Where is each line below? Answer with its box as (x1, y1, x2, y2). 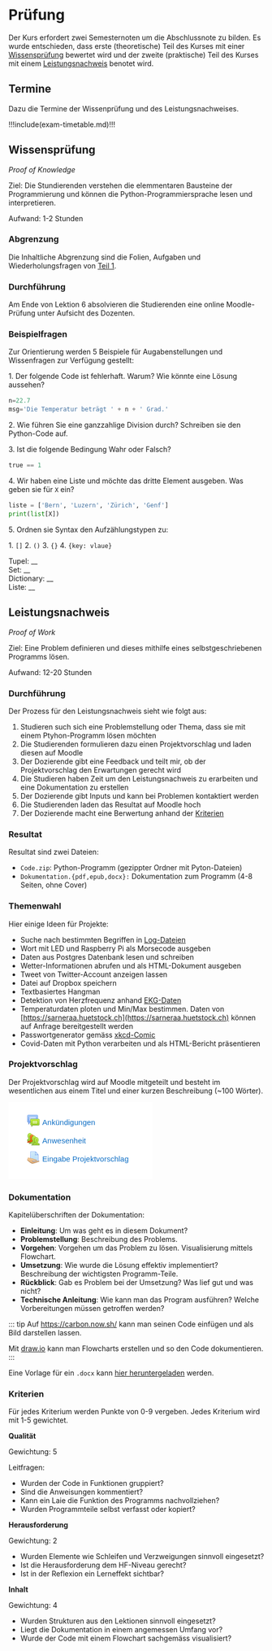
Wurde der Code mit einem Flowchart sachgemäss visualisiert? (19, 1633, 232, 1644)
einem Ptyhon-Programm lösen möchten (19, 730, 157, 740)
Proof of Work (8, 627, 56, 637)
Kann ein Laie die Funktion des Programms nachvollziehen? (19, 1496, 220, 1505)
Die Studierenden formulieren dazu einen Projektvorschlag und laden (19, 738, 252, 749)
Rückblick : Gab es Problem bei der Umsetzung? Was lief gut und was (19, 1278, 254, 1287)
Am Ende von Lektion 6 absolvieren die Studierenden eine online (8, 299, 225, 310)
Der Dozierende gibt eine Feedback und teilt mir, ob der (19, 756, 206, 766)
